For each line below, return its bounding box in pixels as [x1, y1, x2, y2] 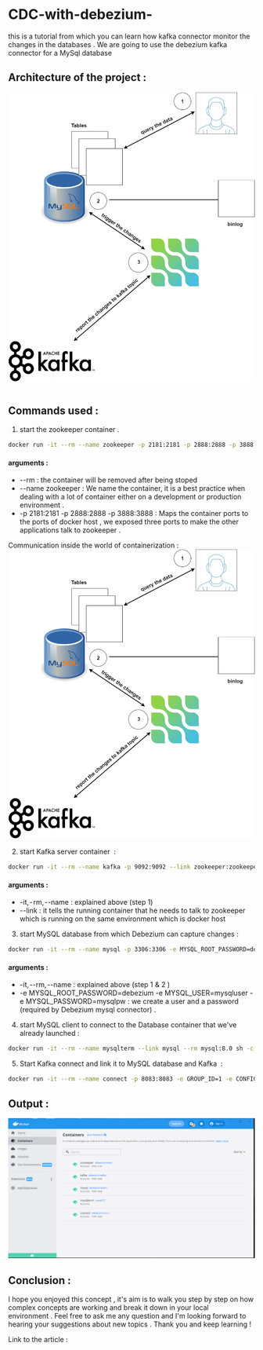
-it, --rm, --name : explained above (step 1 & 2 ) [19, 980, 171, 990]
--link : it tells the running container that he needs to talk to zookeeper [19, 905, 246, 916]
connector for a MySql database [8, 48, 112, 57]
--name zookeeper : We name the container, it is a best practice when [19, 484, 246, 493]
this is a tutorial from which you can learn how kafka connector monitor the [8, 31, 250, 41]
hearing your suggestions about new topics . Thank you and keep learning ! [8, 1319, 252, 1329]
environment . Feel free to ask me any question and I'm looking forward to [8, 1312, 247, 1321]
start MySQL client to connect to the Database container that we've [19, 1020, 237, 1030]
